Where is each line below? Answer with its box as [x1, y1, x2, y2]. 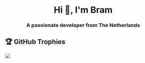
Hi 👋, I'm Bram [53, 4, 113, 16]
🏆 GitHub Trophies [5, 38, 66, 46]
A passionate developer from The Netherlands [26, 22, 140, 29]
